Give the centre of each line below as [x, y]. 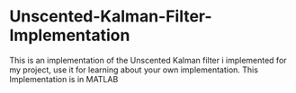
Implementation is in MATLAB [64, 79]
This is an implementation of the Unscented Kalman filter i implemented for [148, 60]
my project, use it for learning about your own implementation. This [134, 70]
